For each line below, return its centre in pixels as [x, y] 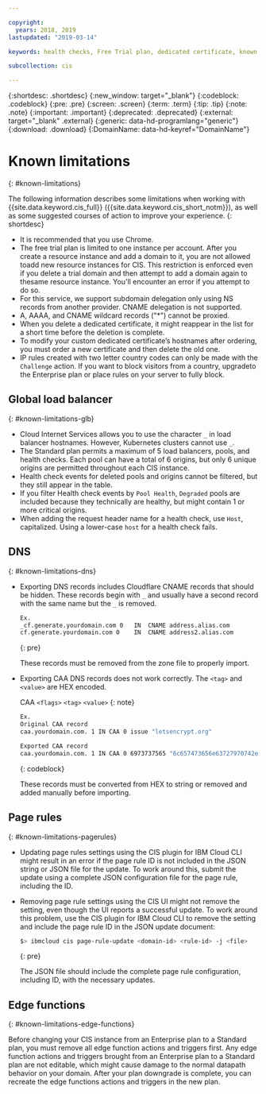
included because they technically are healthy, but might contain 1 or [132, 501]
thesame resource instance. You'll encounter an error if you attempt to [135, 282]
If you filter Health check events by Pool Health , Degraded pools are [130, 493]
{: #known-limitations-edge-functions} [71, 1024]
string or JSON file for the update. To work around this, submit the [128, 869]
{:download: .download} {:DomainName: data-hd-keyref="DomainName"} [129, 130]
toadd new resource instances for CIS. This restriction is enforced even [136, 265]
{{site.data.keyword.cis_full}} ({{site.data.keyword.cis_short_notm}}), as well [133, 207]
